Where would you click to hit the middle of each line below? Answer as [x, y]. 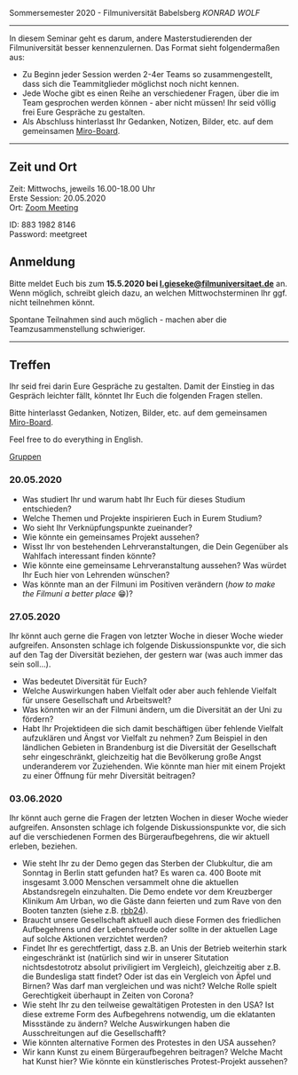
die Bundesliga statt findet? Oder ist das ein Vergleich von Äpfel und [147, 976]
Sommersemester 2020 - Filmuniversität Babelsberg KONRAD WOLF [135, 13]
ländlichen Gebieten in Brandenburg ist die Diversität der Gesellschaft [149, 747]
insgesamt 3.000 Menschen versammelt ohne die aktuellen [130, 882]
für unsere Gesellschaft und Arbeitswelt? [97, 700]
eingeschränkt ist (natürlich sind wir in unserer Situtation [125, 958]
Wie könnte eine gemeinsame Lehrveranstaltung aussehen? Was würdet [154, 565]
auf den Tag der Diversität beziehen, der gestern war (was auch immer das [146, 655]
